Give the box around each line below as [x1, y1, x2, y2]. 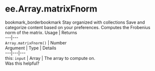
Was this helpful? [5, 60, 40, 66]
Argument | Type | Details [5, 45, 57, 51]
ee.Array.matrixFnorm [5, 3, 97, 14]
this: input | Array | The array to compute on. [5, 55, 96, 61]
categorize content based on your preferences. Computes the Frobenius [5, 24, 151, 30]
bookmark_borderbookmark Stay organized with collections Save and [5, 19, 145, 25]
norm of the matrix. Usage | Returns [5, 29, 77, 35]
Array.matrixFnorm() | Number [5, 40, 67, 45]
